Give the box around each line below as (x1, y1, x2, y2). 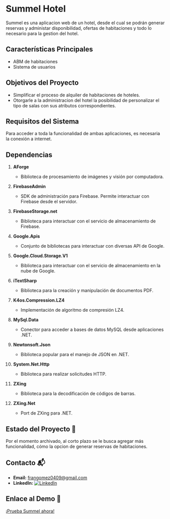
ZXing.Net (13, 400, 36, 407)
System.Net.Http (13, 361, 50, 367)
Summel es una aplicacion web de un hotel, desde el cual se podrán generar (6, 20, 165, 26)
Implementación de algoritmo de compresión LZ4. (20, 307, 125, 313)
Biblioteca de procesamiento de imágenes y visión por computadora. (20, 174, 164, 180)
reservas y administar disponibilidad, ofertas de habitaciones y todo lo (6, 25, 152, 31)
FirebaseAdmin (13, 184, 46, 190)
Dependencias (6, 150, 52, 159)
